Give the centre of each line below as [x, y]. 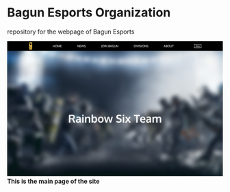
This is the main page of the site [53, 181]
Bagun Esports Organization [89, 13]
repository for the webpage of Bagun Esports [71, 32]
